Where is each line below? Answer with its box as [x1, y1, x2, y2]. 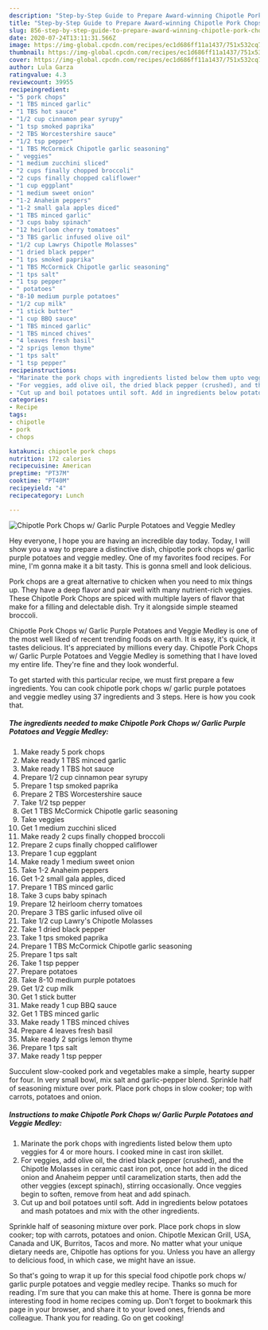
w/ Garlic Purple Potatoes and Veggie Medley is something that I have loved [9, 651, 258, 661]
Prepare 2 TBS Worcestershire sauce [20, 789, 142, 799]
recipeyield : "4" [9, 484, 67, 492]
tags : [9, 411, 27, 419]
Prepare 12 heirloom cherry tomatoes [20, 899, 143, 909]
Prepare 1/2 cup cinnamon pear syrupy [20, 772, 149, 781]
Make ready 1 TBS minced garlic [20, 755, 126, 765]
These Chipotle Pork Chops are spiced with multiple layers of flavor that [9, 593, 245, 603]
